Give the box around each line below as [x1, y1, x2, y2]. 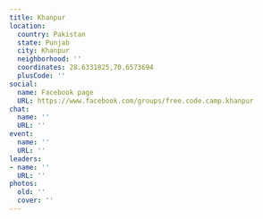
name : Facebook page [17, 88, 94, 97]
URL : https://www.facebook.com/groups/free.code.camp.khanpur [17, 96, 254, 105]
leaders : [9, 154, 42, 164]
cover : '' [17, 196, 54, 206]
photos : [9, 180, 38, 189]
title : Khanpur [9, 13, 66, 22]
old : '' [17, 188, 47, 197]
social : [9, 80, 38, 88]
